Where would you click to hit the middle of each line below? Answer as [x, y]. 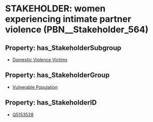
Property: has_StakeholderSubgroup [63, 48]
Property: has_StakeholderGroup [57, 75]
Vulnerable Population [35, 87]
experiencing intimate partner [68, 19]
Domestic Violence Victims [40, 60]
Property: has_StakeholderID [51, 102]
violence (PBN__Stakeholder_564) [77, 30]
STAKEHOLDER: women [55, 9]
